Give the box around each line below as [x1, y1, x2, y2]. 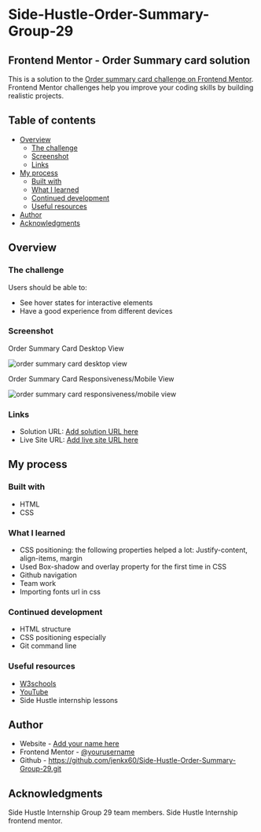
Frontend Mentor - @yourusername [19, 747, 135, 757]
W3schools [19, 679, 57, 688]
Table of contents [8, 114, 96, 127]
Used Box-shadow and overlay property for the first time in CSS [19, 562, 226, 572]
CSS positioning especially [19, 633, 106, 642]
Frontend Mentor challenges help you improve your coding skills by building [8, 83, 254, 92]
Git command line [19, 641, 77, 650]
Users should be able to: [8, 282, 88, 292]
